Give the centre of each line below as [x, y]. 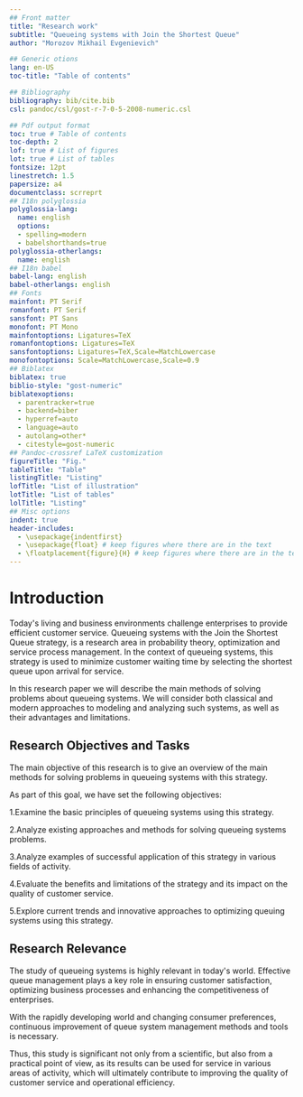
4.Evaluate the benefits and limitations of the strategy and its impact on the [149, 883]
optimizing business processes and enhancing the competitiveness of [139, 990]
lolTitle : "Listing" [48, 503]
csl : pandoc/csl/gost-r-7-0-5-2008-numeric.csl [101, 109]
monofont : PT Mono [44, 327]
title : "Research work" [54, 26]
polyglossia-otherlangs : [56, 251]
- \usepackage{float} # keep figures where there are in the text [145, 545]
